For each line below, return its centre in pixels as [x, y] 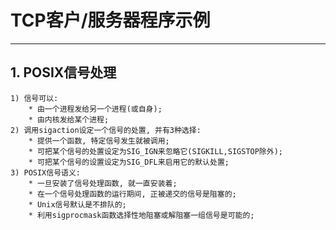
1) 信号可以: [34, 98]
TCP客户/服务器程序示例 [110, 20]
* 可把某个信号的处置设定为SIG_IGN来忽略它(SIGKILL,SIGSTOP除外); [155, 151]
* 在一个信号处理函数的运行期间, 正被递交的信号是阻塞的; [132, 194]
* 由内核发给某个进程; [69, 119]
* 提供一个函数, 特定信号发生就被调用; [99, 141]
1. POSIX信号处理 [63, 72]
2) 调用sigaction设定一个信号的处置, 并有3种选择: [106, 130]
